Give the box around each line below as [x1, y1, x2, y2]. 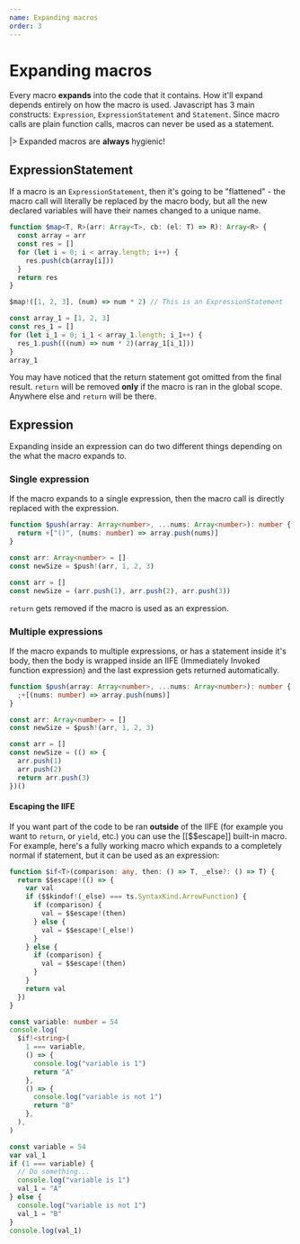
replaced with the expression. [9, 503, 119, 514]
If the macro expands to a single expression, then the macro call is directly [9, 493, 285, 504]
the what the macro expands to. [9, 451, 128, 462]
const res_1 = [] [9, 322, 75, 331]
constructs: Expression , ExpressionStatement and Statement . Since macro [9, 109, 280, 120]
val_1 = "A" [17, 1185, 63, 1194]
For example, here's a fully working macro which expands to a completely [9, 840, 283, 851]
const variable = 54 [9, 1142, 87, 1151]
